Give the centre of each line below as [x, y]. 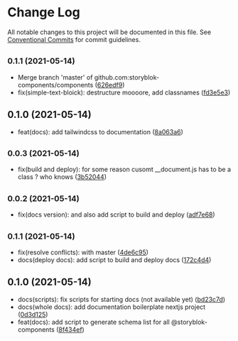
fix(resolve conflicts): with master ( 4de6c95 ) [83, 252]
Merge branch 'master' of [55, 77]
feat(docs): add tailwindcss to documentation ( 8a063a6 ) [100, 131]
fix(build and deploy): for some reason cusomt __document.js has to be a [124, 169]
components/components [55, 85]
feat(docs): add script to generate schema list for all [94, 322]
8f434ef [71, 329]
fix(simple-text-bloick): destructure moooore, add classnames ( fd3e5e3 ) [124, 92]
